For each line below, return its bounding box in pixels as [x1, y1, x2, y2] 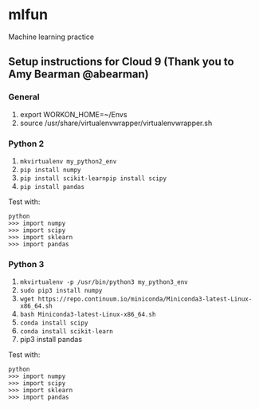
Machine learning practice [8, 32, 94, 41]
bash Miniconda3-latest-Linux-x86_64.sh [19, 311, 156, 319]
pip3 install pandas [19, 335, 82, 344]
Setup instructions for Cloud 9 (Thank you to [8, 55, 234, 69]
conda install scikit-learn [19, 328, 113, 336]
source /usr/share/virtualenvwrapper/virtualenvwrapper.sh [19, 118, 213, 128]
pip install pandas [19, 183, 85, 191]
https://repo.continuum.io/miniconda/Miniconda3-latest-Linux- [37, 295, 253, 304]
